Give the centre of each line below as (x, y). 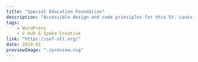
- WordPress (32, 28)
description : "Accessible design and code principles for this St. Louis (100, 17)
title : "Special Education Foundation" (56, 12)
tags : (13, 22)
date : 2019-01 (24, 45)
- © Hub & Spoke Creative (49, 34)
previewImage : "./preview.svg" (45, 50)
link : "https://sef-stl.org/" (44, 39)
